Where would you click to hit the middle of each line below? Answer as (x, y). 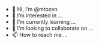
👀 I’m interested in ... (37, 15)
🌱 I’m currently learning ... (44, 22)
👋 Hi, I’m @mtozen (35, 9)
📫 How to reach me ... (40, 35)
